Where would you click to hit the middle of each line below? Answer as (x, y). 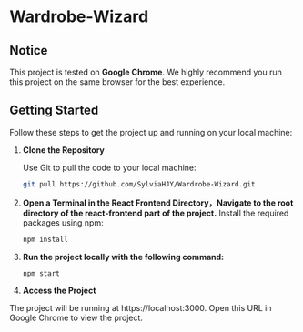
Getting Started (54, 111)
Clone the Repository (63, 150)
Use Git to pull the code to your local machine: (110, 167)
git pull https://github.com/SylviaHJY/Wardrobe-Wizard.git (139, 184)
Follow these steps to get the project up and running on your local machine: (151, 132)
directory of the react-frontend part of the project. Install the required (156, 213)
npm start (41, 273)
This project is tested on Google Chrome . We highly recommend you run (146, 72)
